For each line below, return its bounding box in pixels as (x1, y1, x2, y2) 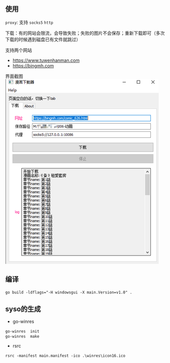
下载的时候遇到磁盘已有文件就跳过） (5, 36, 81, 42)
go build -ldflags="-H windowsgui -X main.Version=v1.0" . (5, 289, 133, 295)
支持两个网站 (5, 47, 32, 53)
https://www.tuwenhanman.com (12, 57, 80, 63)
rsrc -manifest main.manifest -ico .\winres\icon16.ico (5, 353, 125, 358)
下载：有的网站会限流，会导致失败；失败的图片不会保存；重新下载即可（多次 (5, 30, 165, 36)
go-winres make (5, 334, 39, 339)
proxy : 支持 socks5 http (5, 19, 54, 25)
